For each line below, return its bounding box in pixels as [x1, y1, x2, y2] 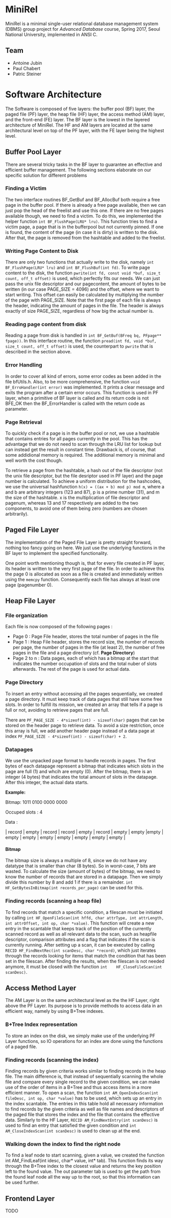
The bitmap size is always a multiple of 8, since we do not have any [5, 858, 147, 864]
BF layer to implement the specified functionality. [5, 550, 109, 556]
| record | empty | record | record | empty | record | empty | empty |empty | [5, 829, 163, 835]
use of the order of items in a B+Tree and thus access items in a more [5, 1084, 152, 1090]
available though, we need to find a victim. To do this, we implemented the [5, 212, 162, 219]
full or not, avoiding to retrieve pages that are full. [5, 707, 109, 713]
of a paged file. [5, 1043, 37, 1050]
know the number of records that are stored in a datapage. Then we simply [5, 874, 163, 880]
